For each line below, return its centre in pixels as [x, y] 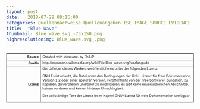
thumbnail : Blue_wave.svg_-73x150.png [54, 34]
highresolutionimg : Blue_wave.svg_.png [56, 39]
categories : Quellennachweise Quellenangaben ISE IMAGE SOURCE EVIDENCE [98, 23]
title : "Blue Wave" [32, 28]
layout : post [22, 12]
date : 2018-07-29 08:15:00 [42, 17]
